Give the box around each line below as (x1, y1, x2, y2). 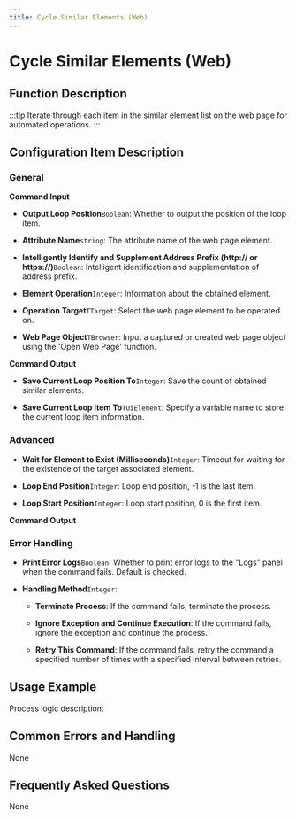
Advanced (9, 434, 55, 446)
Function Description (9, 86, 128, 102)
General (9, 171, 44, 183)
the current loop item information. (21, 412, 145, 422)
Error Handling (9, 537, 73, 549)
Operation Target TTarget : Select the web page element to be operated (21, 305, 281, 316)
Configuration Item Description (9, 145, 184, 160)
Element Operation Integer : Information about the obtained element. (21, 289, 271, 299)
